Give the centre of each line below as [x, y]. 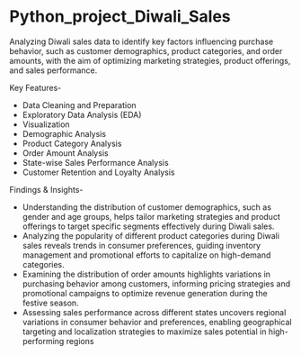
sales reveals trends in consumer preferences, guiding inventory [142, 245]
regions [80, 341]
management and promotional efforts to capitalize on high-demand [146, 255]
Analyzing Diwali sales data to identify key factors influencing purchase [142, 41]
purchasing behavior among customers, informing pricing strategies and [156, 283]
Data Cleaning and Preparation [79, 105]
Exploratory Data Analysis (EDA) [82, 114]
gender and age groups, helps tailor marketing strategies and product [151, 216]
